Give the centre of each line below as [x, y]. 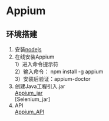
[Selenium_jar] [32, 99]
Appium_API [29, 112]
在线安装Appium [34, 57]
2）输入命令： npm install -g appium [59, 71]
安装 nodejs [28, 49]
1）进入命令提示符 [37, 64]
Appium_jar [29, 93]
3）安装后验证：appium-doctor [52, 79]
